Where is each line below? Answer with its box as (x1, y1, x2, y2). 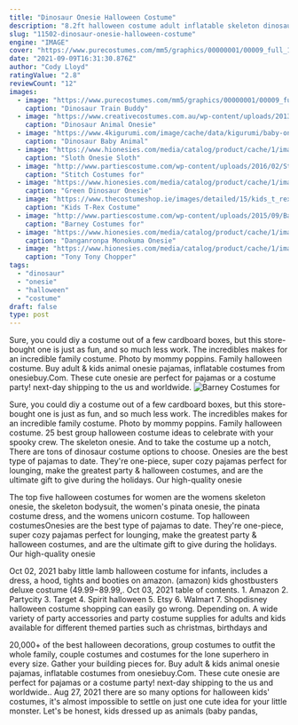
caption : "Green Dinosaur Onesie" (25, 187, 153, 195)
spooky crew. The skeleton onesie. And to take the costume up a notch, (9, 437, 271, 448)
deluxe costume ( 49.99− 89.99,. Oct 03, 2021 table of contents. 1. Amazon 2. (9, 585, 289, 595)
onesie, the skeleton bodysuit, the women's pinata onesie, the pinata (9, 501, 260, 512)
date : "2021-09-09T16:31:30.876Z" (9, 54, 137, 63)
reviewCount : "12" (9, 79, 77, 88)
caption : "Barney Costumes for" (25, 219, 145, 228)
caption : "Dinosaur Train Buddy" (25, 104, 149, 113)
